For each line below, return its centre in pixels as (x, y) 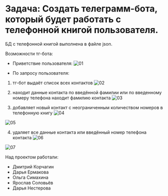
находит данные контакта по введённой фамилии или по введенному (87, 92)
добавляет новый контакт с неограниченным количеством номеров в (88, 107)
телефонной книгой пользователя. (82, 30)
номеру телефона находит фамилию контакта (62, 98)
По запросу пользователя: (41, 73)
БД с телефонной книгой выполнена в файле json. (59, 44)
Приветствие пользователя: (42, 63)
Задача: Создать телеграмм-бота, (81, 9)
